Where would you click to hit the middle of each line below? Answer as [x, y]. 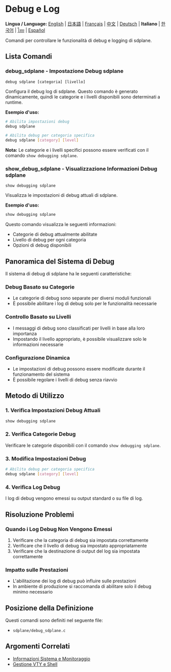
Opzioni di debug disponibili [42, 245]
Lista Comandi [29, 57]
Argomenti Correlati [38, 646]
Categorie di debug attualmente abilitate [55, 234]
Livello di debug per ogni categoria [49, 240]
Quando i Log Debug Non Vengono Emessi [59, 529]
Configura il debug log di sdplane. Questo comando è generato [71, 91]
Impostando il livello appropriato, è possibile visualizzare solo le [80, 339]
